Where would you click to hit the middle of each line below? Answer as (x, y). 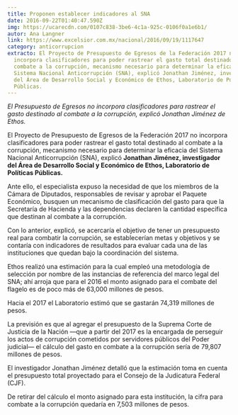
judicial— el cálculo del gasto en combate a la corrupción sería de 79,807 (114, 347)
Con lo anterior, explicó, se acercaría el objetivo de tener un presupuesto (114, 230)
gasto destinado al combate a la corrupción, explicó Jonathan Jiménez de (117, 114)
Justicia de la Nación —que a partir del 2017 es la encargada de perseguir (115, 332)
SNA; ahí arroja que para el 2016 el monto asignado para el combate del (112, 282)
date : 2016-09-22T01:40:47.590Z (55, 21)
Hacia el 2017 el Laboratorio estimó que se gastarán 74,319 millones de (111, 303)
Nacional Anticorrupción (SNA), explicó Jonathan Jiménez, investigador (114, 158)
